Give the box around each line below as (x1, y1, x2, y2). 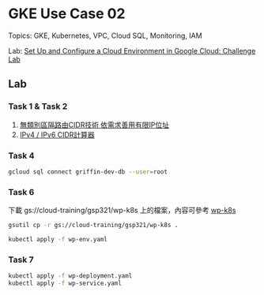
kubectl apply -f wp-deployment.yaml (8, 272, 133, 280)
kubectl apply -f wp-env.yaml (8, 235, 108, 243)
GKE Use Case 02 (8, 5, 126, 23)
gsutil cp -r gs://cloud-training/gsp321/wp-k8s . (8, 222, 179, 230)
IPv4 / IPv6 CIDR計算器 (19, 129, 95, 139)
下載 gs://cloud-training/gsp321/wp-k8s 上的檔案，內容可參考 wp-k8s (8, 206, 236, 215)
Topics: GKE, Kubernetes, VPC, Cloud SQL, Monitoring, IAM (8, 31, 203, 40)
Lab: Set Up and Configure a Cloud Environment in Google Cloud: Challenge (8, 46, 256, 55)
